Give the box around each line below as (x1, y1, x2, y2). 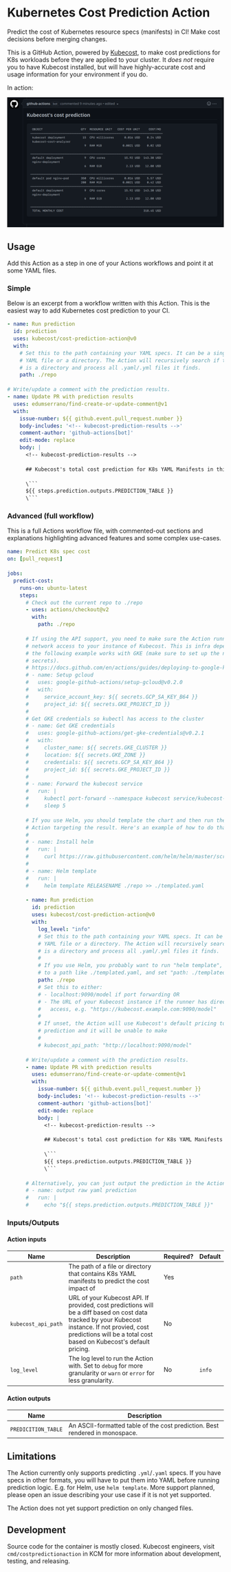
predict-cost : (13, 577, 54, 584)
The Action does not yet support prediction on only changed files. (7, 1504, 194, 1512)
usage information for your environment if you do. (7, 70, 148, 78)
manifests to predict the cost (68, 1277, 150, 1285)
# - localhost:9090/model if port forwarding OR (37, 991, 180, 998)
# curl (25, 853, 57, 860)
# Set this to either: (37, 984, 103, 990)
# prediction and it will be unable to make (37, 1028, 168, 1034)
